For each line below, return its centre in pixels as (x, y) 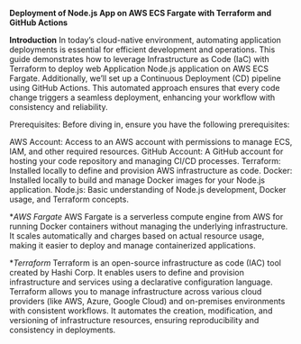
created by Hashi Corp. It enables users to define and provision (127, 272)
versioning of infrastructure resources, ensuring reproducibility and (134, 320)
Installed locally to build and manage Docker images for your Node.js (137, 180)
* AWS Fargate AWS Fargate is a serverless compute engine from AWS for (146, 217)
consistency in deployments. (63, 330)
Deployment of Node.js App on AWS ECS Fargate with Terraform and (141, 13)
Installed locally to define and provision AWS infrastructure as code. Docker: (151, 171)
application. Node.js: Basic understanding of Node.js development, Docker (148, 190)
